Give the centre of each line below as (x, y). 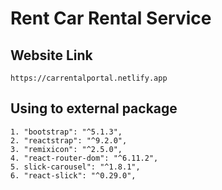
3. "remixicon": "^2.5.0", (66, 149)
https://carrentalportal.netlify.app (89, 78)
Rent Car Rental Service (111, 18)
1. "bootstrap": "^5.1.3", (66, 132)
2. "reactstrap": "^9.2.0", (69, 140)
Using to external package (94, 108)
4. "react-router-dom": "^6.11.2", (84, 158)
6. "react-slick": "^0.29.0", (73, 175)
